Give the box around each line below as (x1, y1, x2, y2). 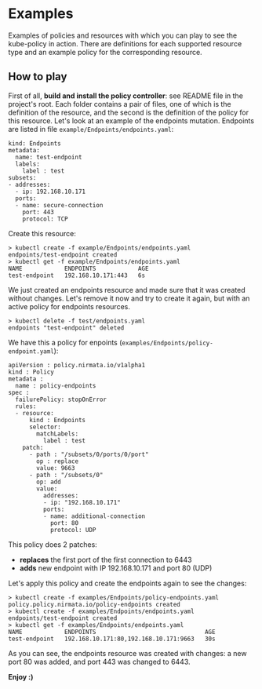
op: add (36, 478, 61, 486)
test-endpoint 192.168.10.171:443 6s (8, 272, 146, 279)
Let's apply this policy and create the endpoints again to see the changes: (8, 578, 247, 588)
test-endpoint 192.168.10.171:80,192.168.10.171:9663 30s (8, 635, 216, 643)
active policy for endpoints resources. (8, 301, 131, 311)
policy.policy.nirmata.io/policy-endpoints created (8, 600, 180, 608)
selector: (28, 423, 61, 431)
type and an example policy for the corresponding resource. (8, 47, 202, 57)
